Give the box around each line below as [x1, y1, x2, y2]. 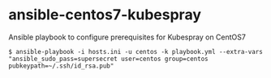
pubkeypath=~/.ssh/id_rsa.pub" [8, 62, 114, 70]
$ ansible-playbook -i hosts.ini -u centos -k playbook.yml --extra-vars [8, 47, 264, 55]
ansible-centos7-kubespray [8, 6, 201, 24]
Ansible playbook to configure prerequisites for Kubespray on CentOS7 [8, 32, 246, 42]
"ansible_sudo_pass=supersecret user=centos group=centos [8, 55, 209, 63]
